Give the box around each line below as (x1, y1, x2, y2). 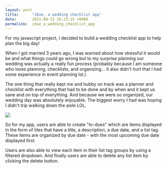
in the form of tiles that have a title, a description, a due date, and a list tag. (5, 127, 159, 133)
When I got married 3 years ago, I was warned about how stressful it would (5, 50, 160, 56)
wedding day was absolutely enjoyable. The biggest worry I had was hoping (5, 97, 162, 103)
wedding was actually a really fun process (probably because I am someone (5, 61, 162, 67)
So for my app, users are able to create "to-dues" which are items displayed (5, 121, 162, 128)
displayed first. (5, 137, 36, 143)
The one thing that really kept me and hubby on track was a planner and (5, 81, 153, 87)
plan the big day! (5, 41, 40, 47)
